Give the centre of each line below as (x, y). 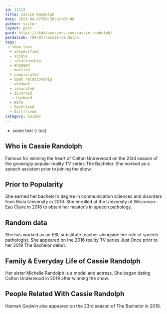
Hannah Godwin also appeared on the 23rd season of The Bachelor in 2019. (83, 306)
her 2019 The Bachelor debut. (36, 245)
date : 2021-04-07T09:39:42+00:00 (40, 19)
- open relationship (31, 79)
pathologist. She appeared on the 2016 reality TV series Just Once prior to (82, 240)
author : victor (21, 24)
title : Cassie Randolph (30, 14)
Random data (26, 223)
